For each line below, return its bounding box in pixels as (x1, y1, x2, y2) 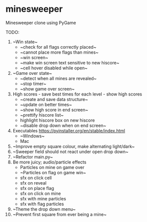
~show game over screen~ (20, 86, 75, 92)
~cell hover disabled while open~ (20, 65, 88, 71)
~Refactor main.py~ (12, 154, 53, 159)
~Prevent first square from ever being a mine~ (12, 211, 107, 217)
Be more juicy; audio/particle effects (12, 159, 87, 165)
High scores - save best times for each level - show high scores (12, 91, 142, 97)
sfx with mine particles (20, 195, 66, 201)
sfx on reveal (20, 180, 47, 186)
